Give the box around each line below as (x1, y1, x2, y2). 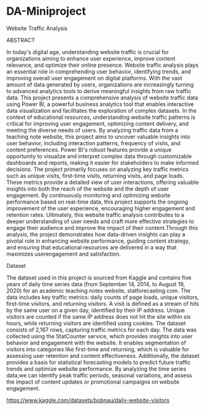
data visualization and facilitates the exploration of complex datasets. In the (6, 107, 197, 114)
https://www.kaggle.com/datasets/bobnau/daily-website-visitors (6, 397, 170, 404)
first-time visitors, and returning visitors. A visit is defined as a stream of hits (6, 300, 199, 307)
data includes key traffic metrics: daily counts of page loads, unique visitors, (6, 293, 199, 301)
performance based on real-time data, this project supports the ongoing (6, 198, 188, 205)
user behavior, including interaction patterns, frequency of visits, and (6, 139, 181, 146)
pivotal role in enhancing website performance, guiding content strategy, (6, 237, 190, 245)
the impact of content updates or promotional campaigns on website (6, 378, 180, 385)
